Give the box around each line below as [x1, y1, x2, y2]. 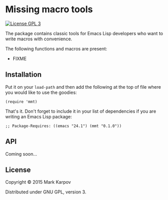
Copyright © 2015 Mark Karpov [5, 179, 71, 185]
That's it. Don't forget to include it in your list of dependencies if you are [5, 108, 156, 114]
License [5, 165, 31, 174]
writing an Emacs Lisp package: [5, 113, 72, 119]
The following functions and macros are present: [5, 45, 107, 52]
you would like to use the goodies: [5, 89, 77, 95]
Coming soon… [5, 151, 37, 157]
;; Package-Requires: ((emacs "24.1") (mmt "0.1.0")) [5, 123, 122, 129]
